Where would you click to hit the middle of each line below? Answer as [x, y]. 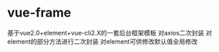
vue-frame [39, 13]
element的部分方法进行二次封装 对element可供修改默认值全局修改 [102, 41]
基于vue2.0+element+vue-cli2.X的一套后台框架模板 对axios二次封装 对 [110, 33]
